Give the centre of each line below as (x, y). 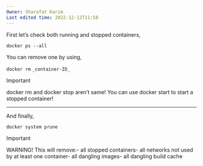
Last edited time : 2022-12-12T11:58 (52, 18)
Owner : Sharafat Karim (35, 12)
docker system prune (32, 127)
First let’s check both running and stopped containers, (73, 34)
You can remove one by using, (44, 57)
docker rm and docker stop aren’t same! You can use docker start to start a (100, 92)
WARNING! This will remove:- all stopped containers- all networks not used (100, 150)
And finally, (20, 116)
